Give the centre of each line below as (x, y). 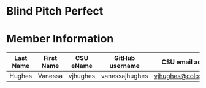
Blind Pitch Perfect (55, 11)
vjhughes (82, 76)
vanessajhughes (124, 76)
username (124, 66)
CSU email (177, 62)
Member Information (60, 39)
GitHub (125, 58)
